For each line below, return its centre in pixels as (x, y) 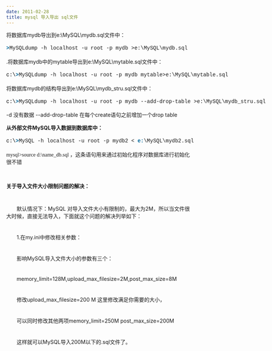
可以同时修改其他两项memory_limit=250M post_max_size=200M (96, 321)
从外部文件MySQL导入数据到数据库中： (54, 128)
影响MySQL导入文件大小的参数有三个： (65, 258)
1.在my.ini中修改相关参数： (49, 237)
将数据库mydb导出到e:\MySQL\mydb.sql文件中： (66, 35)
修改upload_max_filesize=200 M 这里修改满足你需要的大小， (91, 299)
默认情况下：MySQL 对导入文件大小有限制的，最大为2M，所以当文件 (101, 208)
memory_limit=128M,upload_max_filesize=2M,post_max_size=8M (97, 279)
